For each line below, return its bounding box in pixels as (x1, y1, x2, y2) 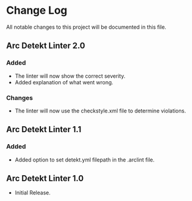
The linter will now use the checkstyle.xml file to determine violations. (14, 107, 186, 114)
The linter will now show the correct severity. (14, 72, 126, 80)
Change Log (6, 4, 67, 17)
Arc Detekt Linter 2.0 (6, 41, 85, 51)
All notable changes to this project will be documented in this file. (6, 23, 167, 31)
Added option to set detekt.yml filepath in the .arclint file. (14, 156, 155, 163)
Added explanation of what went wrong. (14, 78, 113, 86)
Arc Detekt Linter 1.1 (6, 124, 82, 135)
